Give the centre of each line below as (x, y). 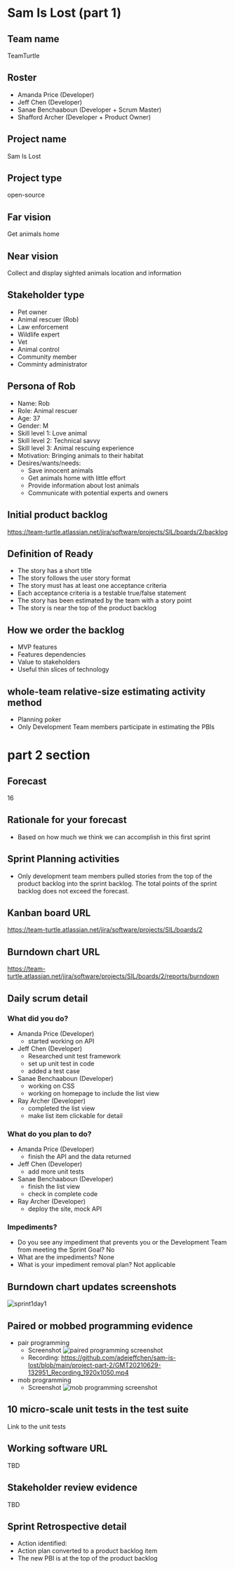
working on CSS (51, 1086)
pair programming (43, 1343)
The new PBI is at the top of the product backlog (87, 1558)
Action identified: (42, 1544)
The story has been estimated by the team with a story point (105, 600)
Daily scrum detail (48, 998)
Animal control (38, 349)
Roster (22, 78)
